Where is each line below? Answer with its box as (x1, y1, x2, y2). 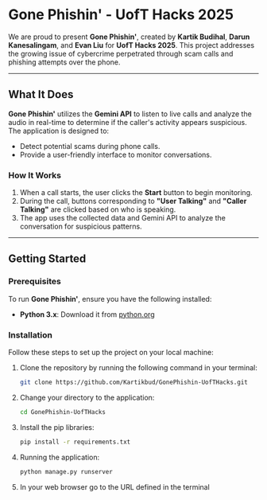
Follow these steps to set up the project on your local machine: (8, 348, 214, 357)
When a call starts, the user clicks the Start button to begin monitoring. (19, 188, 253, 197)
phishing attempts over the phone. (8, 57, 121, 67)
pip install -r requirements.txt (19, 438, 131, 446)
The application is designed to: (8, 126, 110, 135)
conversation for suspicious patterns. (19, 221, 142, 232)
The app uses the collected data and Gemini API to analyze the (19, 213, 226, 223)
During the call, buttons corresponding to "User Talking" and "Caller (19, 197, 247, 206)
